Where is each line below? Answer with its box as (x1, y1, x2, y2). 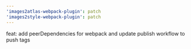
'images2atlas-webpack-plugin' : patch (6, 8, 101, 15)
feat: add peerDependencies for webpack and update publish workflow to (6, 30, 185, 37)
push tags (6, 36, 31, 43)
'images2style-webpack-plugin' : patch (6, 14, 101, 20)
